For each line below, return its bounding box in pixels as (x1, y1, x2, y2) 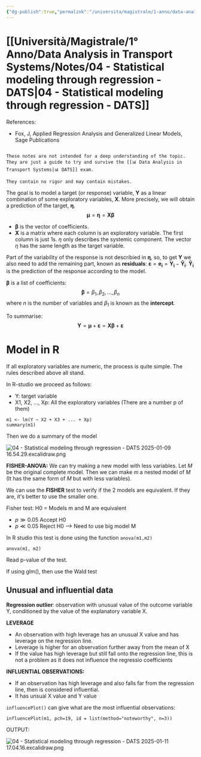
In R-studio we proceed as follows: (6, 380, 92, 387)
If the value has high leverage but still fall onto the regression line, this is (14, 650, 193, 657)
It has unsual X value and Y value (14, 692, 97, 699)
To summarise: (6, 313, 43, 320)
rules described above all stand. (6, 369, 86, 376)
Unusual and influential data (6, 585, 114, 596)
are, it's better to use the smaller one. (6, 492, 99, 500)
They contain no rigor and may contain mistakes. (6, 178, 133, 185)
